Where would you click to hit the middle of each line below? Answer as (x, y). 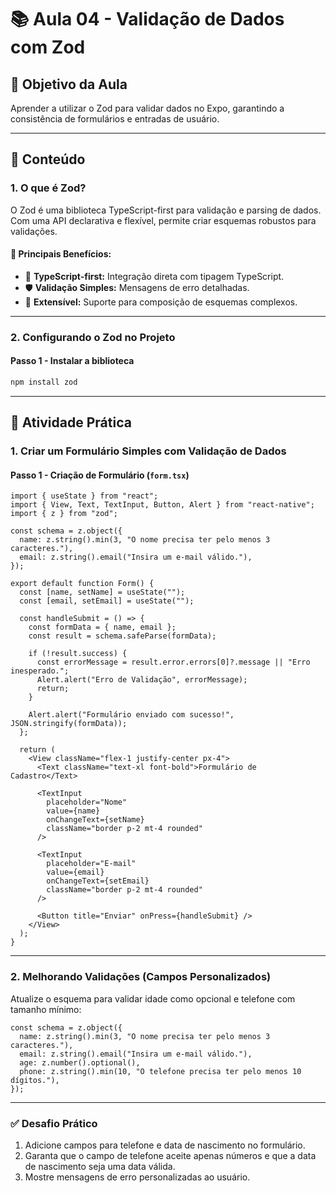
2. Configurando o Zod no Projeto (93, 337)
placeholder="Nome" (87, 802)
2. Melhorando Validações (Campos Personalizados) (141, 977)
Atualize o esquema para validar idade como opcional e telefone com (153, 998)
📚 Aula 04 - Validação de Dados (147, 19)
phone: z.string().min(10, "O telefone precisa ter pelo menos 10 (160, 1071)
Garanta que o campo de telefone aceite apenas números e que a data (170, 1155)
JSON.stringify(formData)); (69, 724)
